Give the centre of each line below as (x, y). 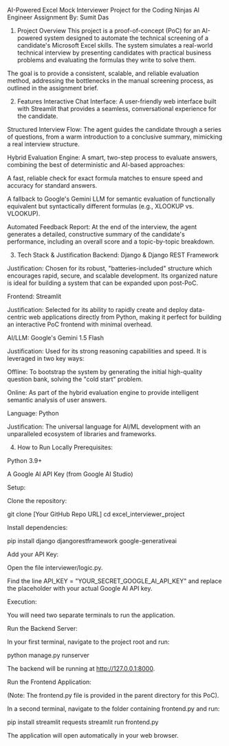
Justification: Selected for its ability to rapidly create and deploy (98, 310)
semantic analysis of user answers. (57, 400)
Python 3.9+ (25, 461)
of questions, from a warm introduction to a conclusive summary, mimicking (115, 137)
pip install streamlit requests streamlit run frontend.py (83, 722)
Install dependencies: (37, 528)
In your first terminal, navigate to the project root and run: (88, 642)
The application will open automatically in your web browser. (93, 735)
